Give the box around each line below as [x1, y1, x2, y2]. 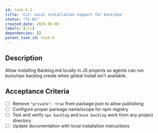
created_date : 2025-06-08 [5, 21, 59, 27]
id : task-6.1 [5, 7, 32, 13]
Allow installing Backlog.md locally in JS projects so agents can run [5, 67, 144, 73]
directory [12, 117, 31, 123]
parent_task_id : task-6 [5, 36, 55, 41]
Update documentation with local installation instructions [12, 122, 130, 128]
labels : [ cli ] [5, 26, 35, 31]
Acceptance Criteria [5, 87, 69, 96]
